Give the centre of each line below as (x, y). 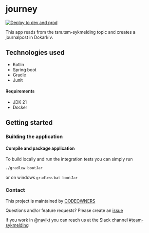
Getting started (29, 123)
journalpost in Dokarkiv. (29, 37)
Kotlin (18, 64)
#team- (136, 220)
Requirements (20, 91)
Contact (15, 190)
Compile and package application (40, 148)
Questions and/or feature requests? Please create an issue (64, 210)
